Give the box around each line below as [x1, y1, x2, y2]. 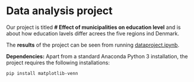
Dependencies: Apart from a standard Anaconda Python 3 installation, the [6, 53, 188, 60]
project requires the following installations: [6, 59, 110, 66]
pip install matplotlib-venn [6, 70, 78, 76]
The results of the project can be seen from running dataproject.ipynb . [6, 41, 180, 48]
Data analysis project [6, 4, 113, 18]
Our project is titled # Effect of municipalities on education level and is [6, 24, 181, 31]
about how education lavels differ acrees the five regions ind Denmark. [6, 29, 180, 37]
